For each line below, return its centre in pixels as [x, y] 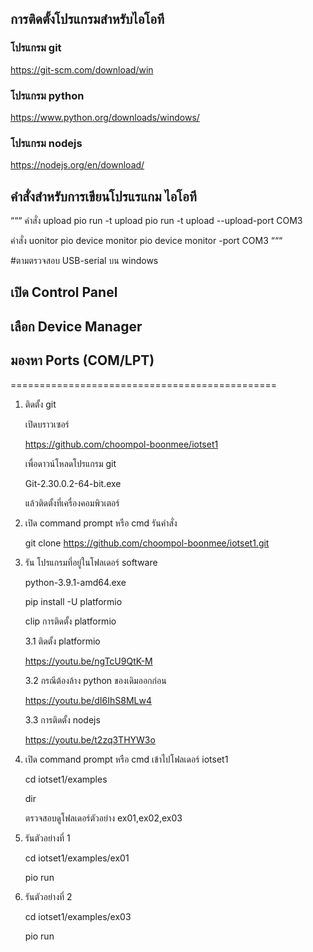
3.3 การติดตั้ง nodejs [62, 719]
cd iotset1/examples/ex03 [78, 916]
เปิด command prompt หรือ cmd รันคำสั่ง [101, 523]
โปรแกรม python [47, 95]
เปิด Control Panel [64, 292]
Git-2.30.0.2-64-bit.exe [73, 483]
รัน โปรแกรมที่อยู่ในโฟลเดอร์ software [91, 562]
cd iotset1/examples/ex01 [77, 858]
